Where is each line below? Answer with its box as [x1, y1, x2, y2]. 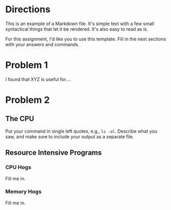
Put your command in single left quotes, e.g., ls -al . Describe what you [5, 128, 158, 134]
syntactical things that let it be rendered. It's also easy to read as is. [5, 26, 148, 32]
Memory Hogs [5, 188, 42, 195]
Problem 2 [5, 94, 50, 106]
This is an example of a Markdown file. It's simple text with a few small [5, 20, 155, 27]
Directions [5, 4, 50, 15]
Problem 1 [5, 59, 48, 71]
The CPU [5, 114, 34, 123]
